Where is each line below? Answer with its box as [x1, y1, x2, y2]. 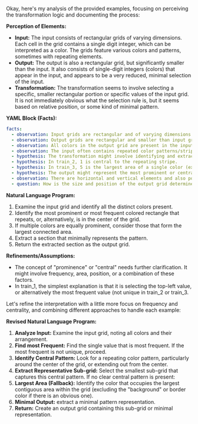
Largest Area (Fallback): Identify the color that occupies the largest [14, 379, 180, 386]
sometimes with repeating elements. [14, 53, 103, 60]
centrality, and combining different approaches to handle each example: [6, 306, 181, 314]
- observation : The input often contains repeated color [11, 148, 154, 154]
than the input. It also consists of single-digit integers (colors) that [14, 66, 176, 73]
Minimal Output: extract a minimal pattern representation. [14, 398, 156, 405]
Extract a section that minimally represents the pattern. [14, 234, 148, 242]
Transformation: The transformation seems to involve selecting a [14, 84, 174, 91]
